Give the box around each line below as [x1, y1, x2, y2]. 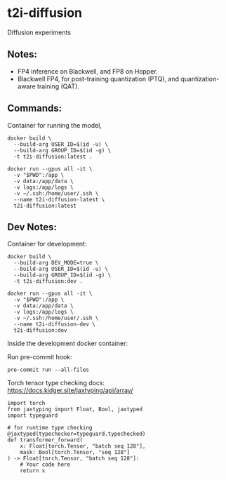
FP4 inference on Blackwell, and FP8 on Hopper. [17, 67, 158, 75]
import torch [7, 400, 46, 407]
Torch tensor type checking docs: [7, 379, 105, 387]
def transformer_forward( [7, 436, 83, 444]
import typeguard [7, 412, 58, 419]
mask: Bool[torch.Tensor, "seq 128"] [20, 449, 131, 456]
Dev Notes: [7, 221, 58, 233]
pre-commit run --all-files [7, 366, 90, 373]
